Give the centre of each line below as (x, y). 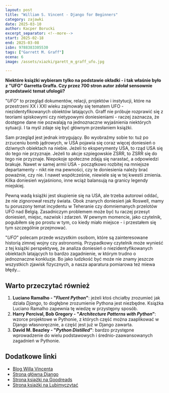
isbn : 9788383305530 (27, 47)
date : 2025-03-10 (23, 24)
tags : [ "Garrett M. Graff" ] (35, 52)
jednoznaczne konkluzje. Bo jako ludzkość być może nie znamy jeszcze (79, 259)
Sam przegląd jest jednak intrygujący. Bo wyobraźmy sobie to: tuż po (77, 137)
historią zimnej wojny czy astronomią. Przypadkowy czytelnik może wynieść (84, 243)
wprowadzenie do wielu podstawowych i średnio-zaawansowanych (82, 335)
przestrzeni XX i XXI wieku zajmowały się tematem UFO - (65, 106)
